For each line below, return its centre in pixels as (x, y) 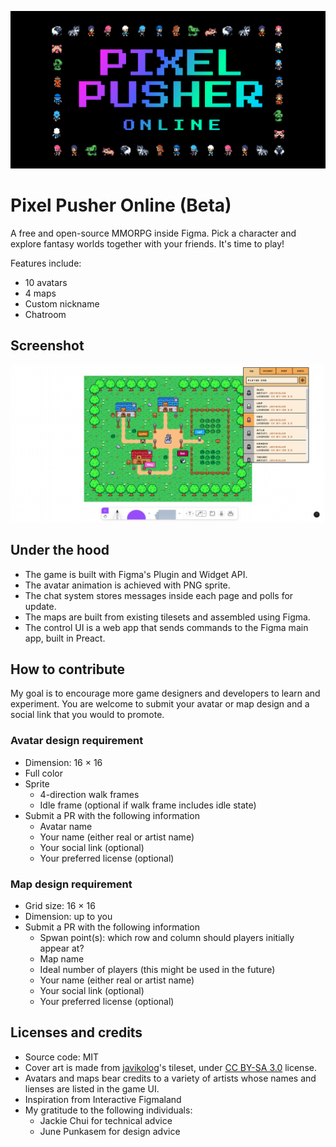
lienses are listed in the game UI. (92, 1088)
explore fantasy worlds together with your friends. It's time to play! (147, 243)
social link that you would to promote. (87, 715)
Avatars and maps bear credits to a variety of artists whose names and (170, 1078)
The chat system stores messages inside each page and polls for (159, 595)
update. (40, 606)
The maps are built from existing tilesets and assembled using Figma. (167, 617)
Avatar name (66, 826)
